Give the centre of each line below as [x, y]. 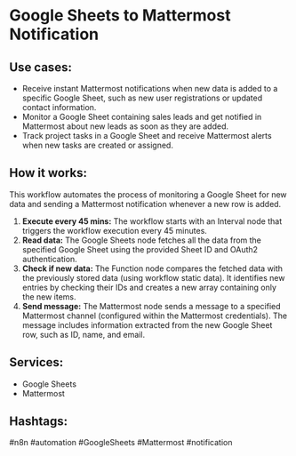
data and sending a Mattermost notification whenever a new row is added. [145, 204]
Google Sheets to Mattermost [120, 16]
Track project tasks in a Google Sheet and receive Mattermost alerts [147, 136]
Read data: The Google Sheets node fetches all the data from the [142, 240]
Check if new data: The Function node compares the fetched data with [152, 268]
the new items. [49, 296]
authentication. [49, 259]
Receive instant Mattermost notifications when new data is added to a [150, 88]
